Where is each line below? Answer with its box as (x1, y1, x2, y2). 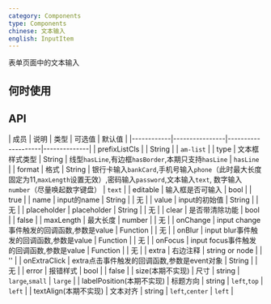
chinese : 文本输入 (8, 27, 66, 35)
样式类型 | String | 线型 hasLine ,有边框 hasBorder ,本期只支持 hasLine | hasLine (8, 155, 260, 165)
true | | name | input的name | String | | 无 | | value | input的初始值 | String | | (8, 195, 259, 205)
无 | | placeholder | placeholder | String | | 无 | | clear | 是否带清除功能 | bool (8, 205, 260, 215)
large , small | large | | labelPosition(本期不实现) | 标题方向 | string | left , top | (8, 276, 264, 286)
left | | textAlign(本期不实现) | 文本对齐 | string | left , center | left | (8, 286, 234, 296)
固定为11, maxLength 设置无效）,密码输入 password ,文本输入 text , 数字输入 (8, 175, 243, 185)
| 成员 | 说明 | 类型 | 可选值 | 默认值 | (8, 135, 128, 144)
